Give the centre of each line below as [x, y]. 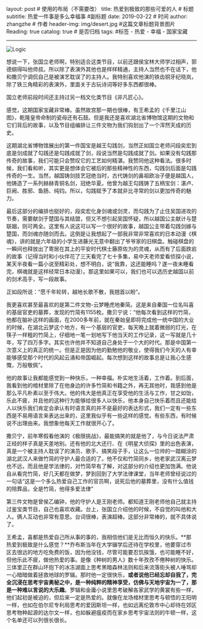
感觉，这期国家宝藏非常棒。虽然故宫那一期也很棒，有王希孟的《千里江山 [96, 110]
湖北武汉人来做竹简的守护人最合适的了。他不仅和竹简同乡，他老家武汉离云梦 [101, 458]
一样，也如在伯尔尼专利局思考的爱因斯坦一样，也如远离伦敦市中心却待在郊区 [101, 605]
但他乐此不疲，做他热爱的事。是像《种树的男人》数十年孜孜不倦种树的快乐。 [101, 560]
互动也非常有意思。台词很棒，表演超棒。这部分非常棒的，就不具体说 [112, 517]
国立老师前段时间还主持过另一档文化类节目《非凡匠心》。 [76, 97]
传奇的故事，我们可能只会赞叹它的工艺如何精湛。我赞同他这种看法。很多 [96, 161]
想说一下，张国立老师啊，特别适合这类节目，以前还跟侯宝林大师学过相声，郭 [101, 62]
